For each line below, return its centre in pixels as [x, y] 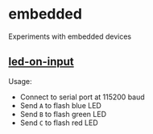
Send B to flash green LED [63, 114]
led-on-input [41, 62]
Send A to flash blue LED [61, 105]
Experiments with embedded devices [70, 36]
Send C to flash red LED [59, 123]
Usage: [20, 81]
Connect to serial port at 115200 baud [82, 97]
